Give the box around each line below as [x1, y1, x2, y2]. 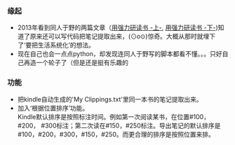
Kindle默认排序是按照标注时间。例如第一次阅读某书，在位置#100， [17, 112, 210, 120]
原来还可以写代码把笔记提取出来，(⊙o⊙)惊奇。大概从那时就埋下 [29, 32, 216, 41]
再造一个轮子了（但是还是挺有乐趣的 [23, 58, 128, 67]
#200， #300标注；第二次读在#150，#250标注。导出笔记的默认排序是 [17, 121, 221, 130]
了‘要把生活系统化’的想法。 [17, 41, 95, 50]
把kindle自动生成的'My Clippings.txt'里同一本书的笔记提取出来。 [17, 95, 203, 103]
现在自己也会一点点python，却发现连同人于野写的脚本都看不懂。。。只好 [17, 50, 222, 58]
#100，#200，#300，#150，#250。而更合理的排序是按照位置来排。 [17, 130, 215, 138]
